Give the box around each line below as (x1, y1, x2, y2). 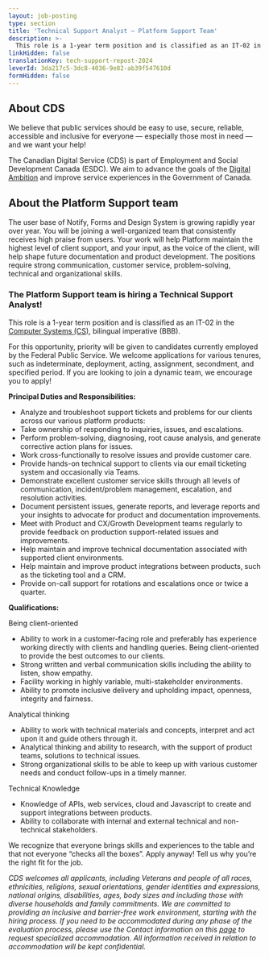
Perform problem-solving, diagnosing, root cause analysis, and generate (19, 433, 262, 442)
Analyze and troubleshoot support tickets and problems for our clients (19, 407, 253, 417)
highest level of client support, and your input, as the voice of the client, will (8, 243, 260, 253)
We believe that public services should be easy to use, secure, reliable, (8, 122, 244, 133)
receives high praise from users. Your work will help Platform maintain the (8, 235, 254, 244)
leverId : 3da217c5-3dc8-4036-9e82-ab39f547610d (8, 64, 172, 73)
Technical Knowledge (8, 783, 81, 793)
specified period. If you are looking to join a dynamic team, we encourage (8, 367, 253, 377)
